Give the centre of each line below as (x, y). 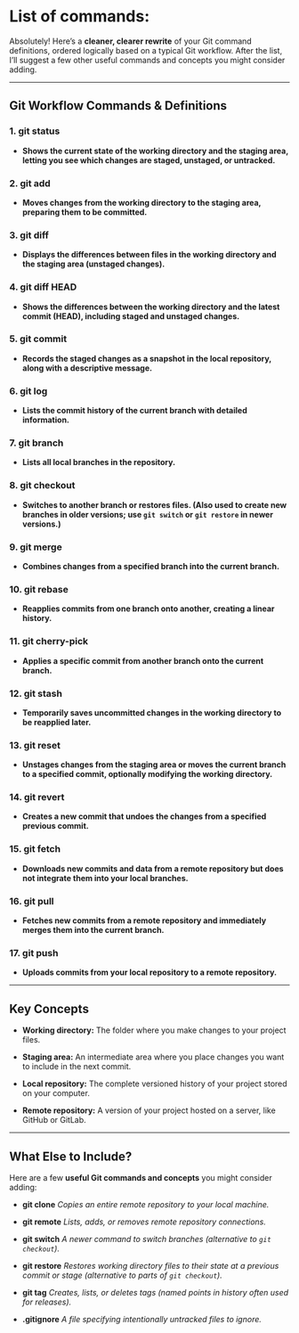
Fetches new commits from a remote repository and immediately (144, 920)
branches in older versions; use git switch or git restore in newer (148, 514)
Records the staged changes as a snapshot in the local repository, (147, 358)
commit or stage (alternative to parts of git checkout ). (122, 1275)
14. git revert (37, 797)
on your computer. (56, 1093)
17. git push (34, 953)
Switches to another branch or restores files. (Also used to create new (154, 504)
